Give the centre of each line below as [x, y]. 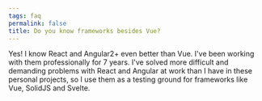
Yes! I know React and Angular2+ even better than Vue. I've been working [131, 54]
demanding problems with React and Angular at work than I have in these [131, 71]
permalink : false [38, 23]
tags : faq [25, 16]
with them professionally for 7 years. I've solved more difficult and [118, 62]
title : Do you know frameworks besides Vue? [85, 31]
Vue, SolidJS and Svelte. [49, 88]
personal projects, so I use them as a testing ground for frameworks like [128, 80]
